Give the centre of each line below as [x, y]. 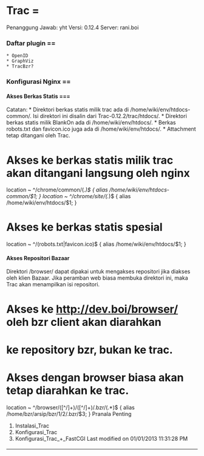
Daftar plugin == [31, 43]
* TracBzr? [20, 67]
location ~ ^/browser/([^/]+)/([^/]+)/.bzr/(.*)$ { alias [70, 407]
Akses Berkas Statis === [38, 96]
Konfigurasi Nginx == [39, 81]
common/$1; [22, 196]
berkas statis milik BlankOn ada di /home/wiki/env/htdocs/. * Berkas [91, 123]
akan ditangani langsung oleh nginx [98, 173]
